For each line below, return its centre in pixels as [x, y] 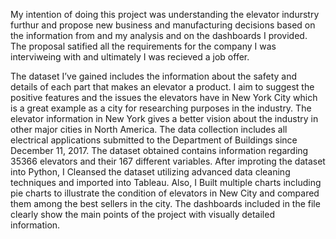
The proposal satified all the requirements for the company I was [143, 46]
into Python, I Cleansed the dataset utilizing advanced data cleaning [150, 172]
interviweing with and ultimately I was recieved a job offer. [130, 57]
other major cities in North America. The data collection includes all [149, 129]
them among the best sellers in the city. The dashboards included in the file [165, 203]
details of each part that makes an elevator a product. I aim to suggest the [162, 87]
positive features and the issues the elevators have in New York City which [164, 97]
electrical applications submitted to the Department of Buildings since [154, 140]
